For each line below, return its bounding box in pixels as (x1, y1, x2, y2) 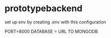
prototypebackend (4, 3, 83, 14)
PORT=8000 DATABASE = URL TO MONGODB (4, 28, 98, 34)
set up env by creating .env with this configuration (4, 19, 107, 25)
